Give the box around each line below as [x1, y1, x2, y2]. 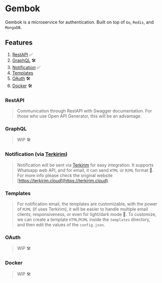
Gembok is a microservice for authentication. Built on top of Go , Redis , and [5, 19, 154, 25]
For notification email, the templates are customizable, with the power [17, 201, 158, 207]
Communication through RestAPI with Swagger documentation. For [17, 108, 152, 114]
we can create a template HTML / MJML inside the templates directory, [17, 216, 150, 222]
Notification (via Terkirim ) [5, 151, 68, 158]
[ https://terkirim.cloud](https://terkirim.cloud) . [17, 177, 110, 184]
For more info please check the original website [17, 172, 113, 178]
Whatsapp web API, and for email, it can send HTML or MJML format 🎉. [17, 167, 154, 173]
